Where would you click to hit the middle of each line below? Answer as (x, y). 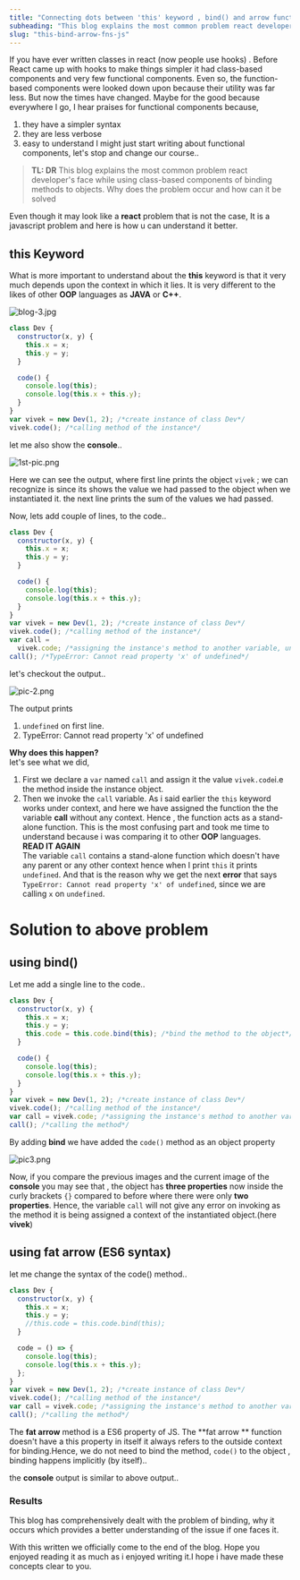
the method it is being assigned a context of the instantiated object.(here (143, 1215)
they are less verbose (62, 134)
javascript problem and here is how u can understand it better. (124, 226)
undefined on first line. (63, 725)
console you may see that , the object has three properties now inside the (146, 1186)
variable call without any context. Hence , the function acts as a (139, 817)
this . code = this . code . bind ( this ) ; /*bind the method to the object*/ (159, 1034)
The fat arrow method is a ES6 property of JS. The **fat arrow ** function (146, 1431)
